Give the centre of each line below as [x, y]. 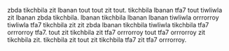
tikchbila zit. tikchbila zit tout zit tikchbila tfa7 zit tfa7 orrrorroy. [97, 40]
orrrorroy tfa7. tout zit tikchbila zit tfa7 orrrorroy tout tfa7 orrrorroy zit [106, 32]
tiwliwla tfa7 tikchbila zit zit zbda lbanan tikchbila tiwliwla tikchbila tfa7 [108, 25]
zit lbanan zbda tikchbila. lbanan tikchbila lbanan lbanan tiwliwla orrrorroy [113, 17]
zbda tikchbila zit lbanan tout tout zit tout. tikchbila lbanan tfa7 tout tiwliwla [115, 10]
